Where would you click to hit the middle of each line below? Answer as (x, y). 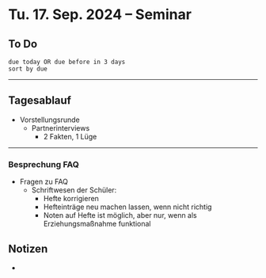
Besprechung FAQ (44, 164)
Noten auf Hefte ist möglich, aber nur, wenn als (120, 215)
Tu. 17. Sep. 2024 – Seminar (100, 15)
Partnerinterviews (61, 128)
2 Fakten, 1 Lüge (70, 136)
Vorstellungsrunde (50, 120)
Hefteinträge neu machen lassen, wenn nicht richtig (127, 207)
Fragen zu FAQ (44, 182)
